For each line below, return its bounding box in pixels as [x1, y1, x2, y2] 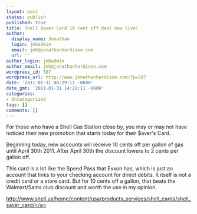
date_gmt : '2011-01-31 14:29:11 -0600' [6, 85, 104, 91]
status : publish [6, 14, 46, 20]
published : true [6, 19, 46, 25]
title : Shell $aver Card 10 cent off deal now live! [6, 25, 139, 31]
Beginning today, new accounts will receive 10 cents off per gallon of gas [6, 141, 184, 148]
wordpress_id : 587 [6, 69, 51, 75]
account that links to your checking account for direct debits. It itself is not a [6, 172, 192, 179]
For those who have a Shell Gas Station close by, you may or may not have [6, 123, 188, 130]
